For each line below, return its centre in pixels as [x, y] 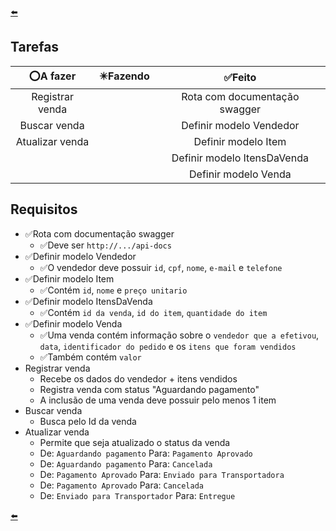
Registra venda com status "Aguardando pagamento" [149, 389]
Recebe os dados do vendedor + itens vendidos [138, 378]
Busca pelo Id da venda [88, 421]
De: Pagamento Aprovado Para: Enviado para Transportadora [162, 474]
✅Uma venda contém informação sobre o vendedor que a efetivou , [179, 335]
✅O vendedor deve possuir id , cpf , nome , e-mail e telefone [161, 267]
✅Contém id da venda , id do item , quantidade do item [153, 312]
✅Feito [240, 78]
